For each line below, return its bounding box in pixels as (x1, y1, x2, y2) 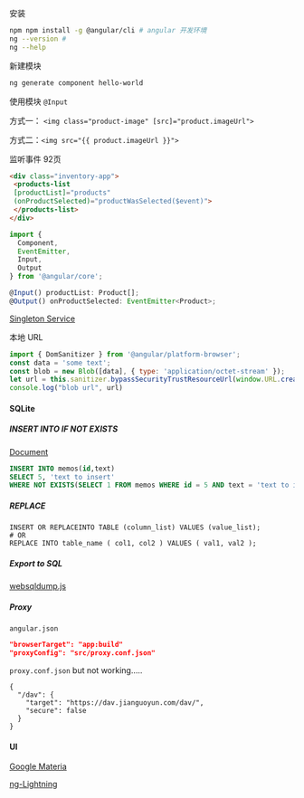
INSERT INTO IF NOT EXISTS (9, 423, 119, 434)
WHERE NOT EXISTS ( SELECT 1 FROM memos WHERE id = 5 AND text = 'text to (9, 480, 290, 490)
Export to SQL (9, 557, 63, 568)
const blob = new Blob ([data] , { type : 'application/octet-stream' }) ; (9, 366, 285, 375)
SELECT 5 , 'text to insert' (9, 472, 116, 481)
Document (9, 446, 49, 457)
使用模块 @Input (9, 96, 68, 107)
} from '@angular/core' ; (9, 272, 103, 281)
